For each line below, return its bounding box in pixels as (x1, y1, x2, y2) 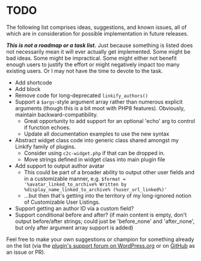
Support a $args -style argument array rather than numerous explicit (14, 98, 183, 105)
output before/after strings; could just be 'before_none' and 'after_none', (14, 218, 195, 225)
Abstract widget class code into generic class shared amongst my (14, 136, 179, 143)
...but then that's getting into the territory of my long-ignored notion (23, 192, 191, 199)
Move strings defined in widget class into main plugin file (23, 156, 165, 163)
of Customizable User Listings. (23, 198, 100, 206)
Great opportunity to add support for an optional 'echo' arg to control (23, 117, 196, 124)
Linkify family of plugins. (14, 143, 76, 150)
